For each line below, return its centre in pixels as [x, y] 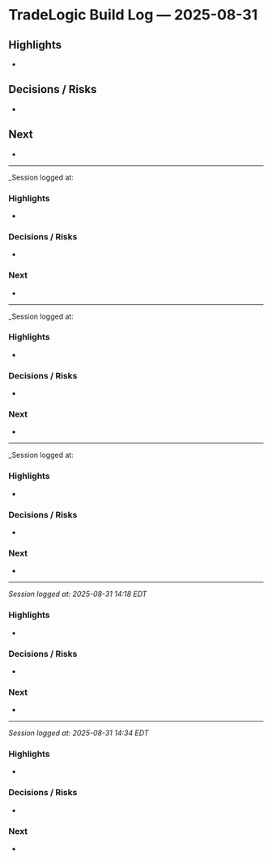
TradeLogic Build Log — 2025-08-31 [133, 15]
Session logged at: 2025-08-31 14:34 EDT [79, 733]
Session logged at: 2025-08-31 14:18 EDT [78, 594]
